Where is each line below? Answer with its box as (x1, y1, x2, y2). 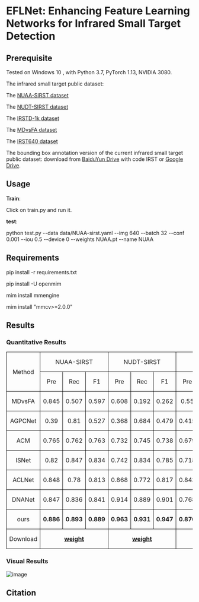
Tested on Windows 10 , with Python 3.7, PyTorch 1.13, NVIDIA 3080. (6, 69, 172, 75)
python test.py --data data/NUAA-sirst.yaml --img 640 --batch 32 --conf (6, 229, 185, 236)
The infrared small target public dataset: (6, 80, 104, 87)
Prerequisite (6, 53, 53, 63)
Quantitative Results (6, 338, 66, 346)
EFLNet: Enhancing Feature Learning (6, 4, 191, 18)
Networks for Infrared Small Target (6, 17, 181, 30)
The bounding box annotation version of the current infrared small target (6, 150, 184, 156)
